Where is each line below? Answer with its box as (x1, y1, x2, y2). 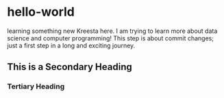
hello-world (7, 4, 75, 20)
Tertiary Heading (7, 82, 65, 91)
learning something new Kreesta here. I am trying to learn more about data (7, 27, 218, 35)
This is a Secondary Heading (7, 61, 132, 73)
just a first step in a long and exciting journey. (7, 41, 136, 49)
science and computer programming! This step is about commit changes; (7, 34, 214, 42)
